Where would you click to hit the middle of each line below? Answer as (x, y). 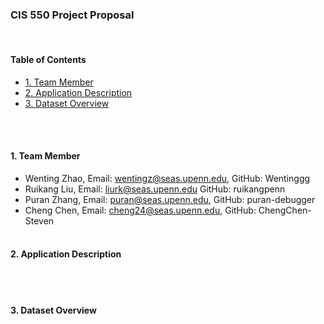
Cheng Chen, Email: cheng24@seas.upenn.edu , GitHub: (140, 210)
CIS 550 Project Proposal (72, 15)
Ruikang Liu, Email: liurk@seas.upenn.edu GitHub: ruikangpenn (155, 189)
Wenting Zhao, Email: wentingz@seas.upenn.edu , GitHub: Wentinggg (167, 178)
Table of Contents (48, 59)
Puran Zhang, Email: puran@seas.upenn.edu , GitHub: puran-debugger (170, 199)
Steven (39, 220)
